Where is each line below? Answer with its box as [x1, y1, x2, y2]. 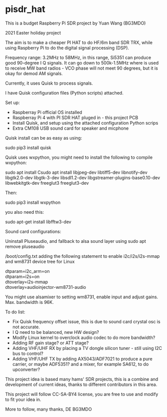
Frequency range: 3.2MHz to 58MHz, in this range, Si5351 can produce [5, 54, 151, 61]
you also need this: [5, 209, 44, 215]
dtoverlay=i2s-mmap [5, 279, 48, 285]
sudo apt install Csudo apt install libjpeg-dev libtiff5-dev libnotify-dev [5, 169, 148, 175]
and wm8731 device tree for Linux [5, 258, 75, 264]
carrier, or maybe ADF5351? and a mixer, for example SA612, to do [12, 361, 149, 367]
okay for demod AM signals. [5, 70, 63, 76]
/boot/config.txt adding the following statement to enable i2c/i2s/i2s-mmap [5, 253, 160, 259]
